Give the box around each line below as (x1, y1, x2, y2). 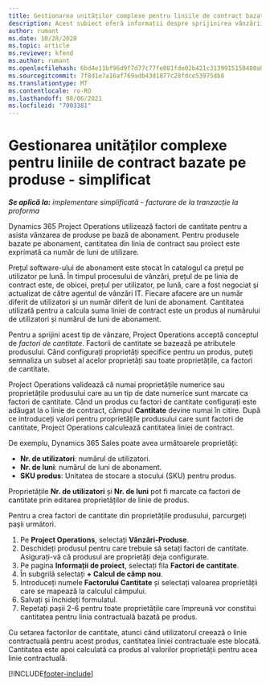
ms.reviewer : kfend (8, 49, 74, 57)
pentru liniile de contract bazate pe (8, 154, 247, 172)
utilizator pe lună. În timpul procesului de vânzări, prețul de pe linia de (8, 272, 239, 281)
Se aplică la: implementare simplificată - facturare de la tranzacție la (8, 197, 239, 207)
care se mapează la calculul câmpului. (19, 586, 147, 597)
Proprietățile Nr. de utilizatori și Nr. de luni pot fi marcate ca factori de (8, 487, 241, 497)
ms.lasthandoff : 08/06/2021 (8, 94, 103, 102)
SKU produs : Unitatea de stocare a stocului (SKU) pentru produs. (19, 471, 237, 480)
